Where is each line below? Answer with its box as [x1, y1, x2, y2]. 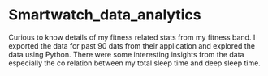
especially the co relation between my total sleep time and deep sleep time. [8, 58, 262, 68]
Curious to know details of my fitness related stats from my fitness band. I [8, 32, 256, 42]
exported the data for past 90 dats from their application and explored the [8, 40, 256, 50]
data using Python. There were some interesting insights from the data [8, 49, 244, 59]
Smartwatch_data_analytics [8, 6, 201, 24]
